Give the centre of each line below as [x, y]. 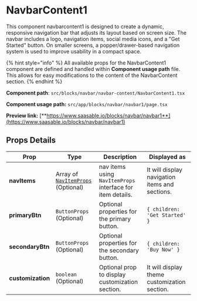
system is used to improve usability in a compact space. [74, 51]
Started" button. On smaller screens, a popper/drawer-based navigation [93, 45]
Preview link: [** [26, 116]
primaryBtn [25, 215]
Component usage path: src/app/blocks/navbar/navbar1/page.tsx [87, 104]
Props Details [31, 141]
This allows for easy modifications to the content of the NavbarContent [92, 75]
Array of [67, 174]
